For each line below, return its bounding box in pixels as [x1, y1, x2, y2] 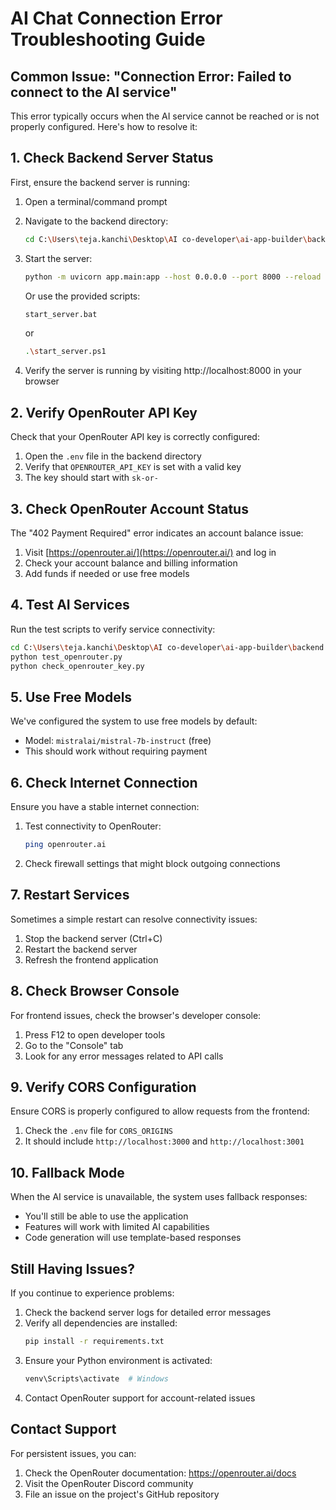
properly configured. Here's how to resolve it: [10, 121, 198, 132]
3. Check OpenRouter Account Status [10, 500, 249, 517]
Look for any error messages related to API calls [24, 1050, 224, 1062]
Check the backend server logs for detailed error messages [24, 1306, 272, 1318]
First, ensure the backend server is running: [10, 176, 191, 188]
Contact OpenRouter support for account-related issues [24, 1392, 256, 1404]
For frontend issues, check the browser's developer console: [10, 1009, 262, 1021]
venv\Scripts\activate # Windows [24, 1373, 169, 1384]
